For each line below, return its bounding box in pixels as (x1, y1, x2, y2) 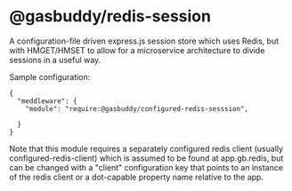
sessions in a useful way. (9, 54, 101, 65)
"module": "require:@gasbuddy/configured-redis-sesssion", (25, 104, 249, 113)
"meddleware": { (17, 96, 77, 106)
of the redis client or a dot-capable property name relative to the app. (9, 171, 264, 182)
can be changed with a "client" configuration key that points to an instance (9, 162, 283, 172)
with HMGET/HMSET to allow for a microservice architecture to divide (9, 44, 265, 55)
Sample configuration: (9, 71, 91, 82)
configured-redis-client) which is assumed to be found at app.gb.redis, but (9, 153, 284, 163)
